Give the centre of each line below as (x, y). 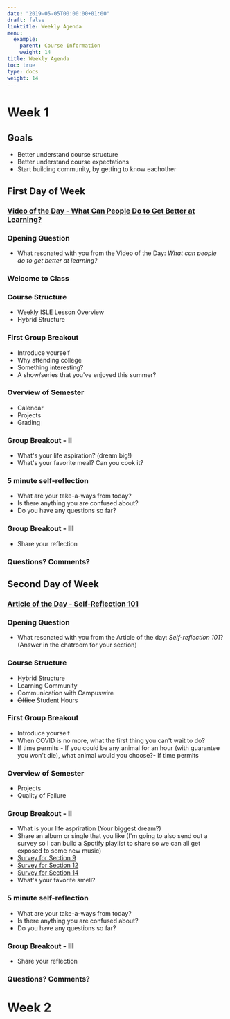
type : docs (23, 71)
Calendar (30, 408)
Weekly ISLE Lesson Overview (61, 312)
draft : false (26, 20)
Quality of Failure (42, 796)
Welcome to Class (38, 278)
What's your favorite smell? (56, 880)
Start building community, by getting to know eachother (97, 169)
